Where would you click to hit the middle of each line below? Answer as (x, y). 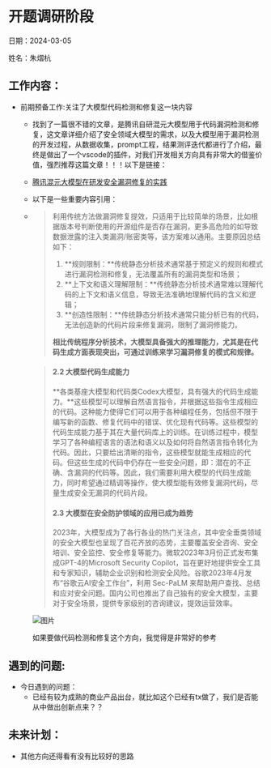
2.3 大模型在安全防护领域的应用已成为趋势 (123, 513)
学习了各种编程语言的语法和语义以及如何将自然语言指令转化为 (155, 442)
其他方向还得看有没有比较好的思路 (77, 756)
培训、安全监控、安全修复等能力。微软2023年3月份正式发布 (152, 553)
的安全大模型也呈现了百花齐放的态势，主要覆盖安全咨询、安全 (155, 543)
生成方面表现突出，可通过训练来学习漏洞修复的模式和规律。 (159, 352)
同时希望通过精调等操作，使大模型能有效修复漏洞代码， (159, 482)
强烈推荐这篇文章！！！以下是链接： (107, 164)
